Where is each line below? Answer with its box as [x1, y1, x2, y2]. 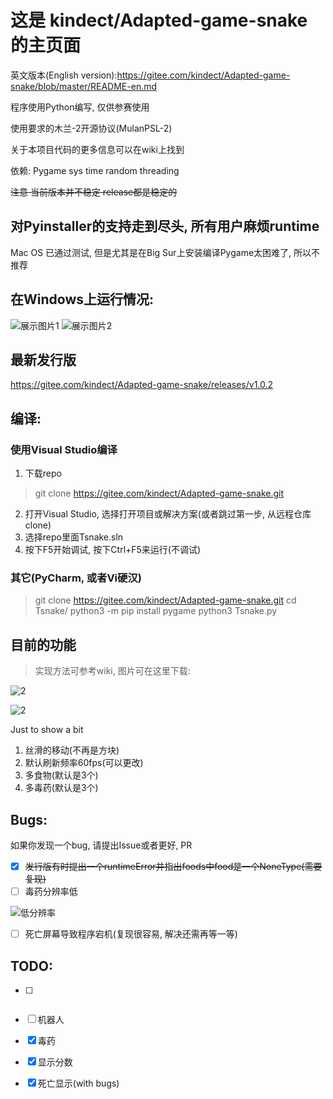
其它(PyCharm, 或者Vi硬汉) [10, 571, 142, 585]
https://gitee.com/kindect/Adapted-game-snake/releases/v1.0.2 [10, 379, 274, 391]
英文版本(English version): [10, 69, 118, 81]
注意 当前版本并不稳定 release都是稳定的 [10, 186, 178, 198]
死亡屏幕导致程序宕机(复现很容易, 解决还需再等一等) [24, 928, 238, 940]
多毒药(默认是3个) [24, 782, 99, 794]
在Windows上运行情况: [10, 291, 155, 308]
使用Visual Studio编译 [10, 442, 118, 456]
